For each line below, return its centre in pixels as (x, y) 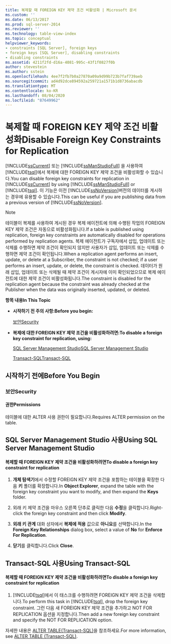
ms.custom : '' (20, 15)
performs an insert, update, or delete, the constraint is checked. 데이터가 (81, 266)
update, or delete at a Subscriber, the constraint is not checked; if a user (81, 260)
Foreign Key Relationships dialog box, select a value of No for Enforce (87, 530)
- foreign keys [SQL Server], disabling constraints (63, 53)
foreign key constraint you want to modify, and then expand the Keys (86, 492)
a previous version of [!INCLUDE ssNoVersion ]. (54, 203)
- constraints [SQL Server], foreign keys (51, 48)
